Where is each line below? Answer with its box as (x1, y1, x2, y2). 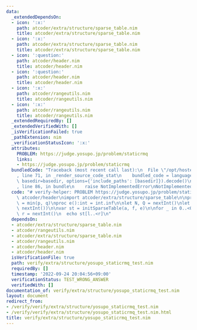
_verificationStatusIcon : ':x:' (11, 139, 91, 146)
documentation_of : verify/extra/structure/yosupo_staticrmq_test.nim (6, 288, 180, 294)
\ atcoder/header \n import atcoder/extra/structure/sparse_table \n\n (16, 195, 188, 201)
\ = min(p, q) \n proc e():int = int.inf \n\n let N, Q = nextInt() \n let (16, 200, 191, 206)
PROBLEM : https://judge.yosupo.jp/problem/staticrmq (16, 151, 148, 156)
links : (16, 156, 33, 162)
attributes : (11, 145, 41, 151)
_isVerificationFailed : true (11, 129, 83, 135)
